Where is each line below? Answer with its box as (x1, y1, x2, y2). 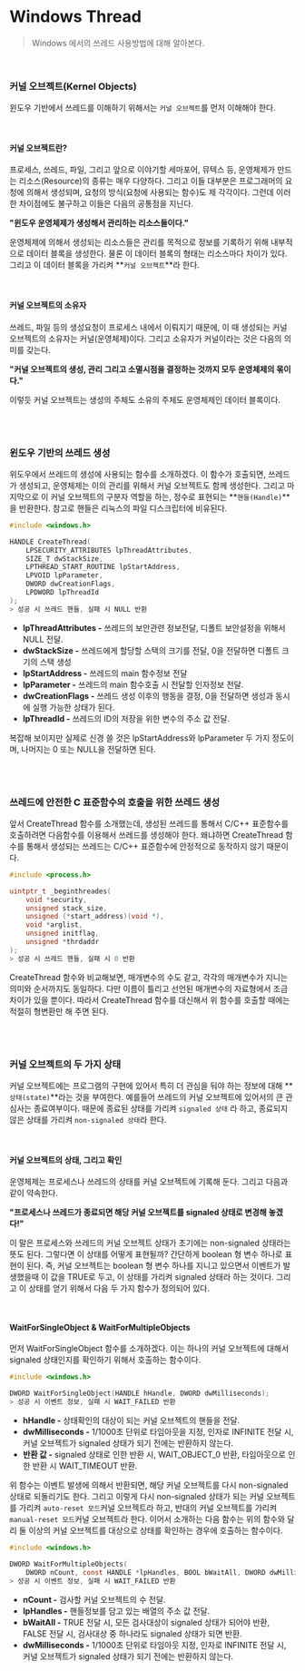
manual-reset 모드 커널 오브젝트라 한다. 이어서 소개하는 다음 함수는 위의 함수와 (9, 1514, 286, 1525)
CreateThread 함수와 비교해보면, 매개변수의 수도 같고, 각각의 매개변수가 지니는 (9, 971, 289, 982)
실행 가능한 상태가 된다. (32, 702, 115, 713)
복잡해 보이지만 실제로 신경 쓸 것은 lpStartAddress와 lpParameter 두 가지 (9, 732, 271, 743)
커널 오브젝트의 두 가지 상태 (9, 1057, 122, 1070)
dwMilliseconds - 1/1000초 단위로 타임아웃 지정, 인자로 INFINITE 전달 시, (22, 1639, 287, 1650)
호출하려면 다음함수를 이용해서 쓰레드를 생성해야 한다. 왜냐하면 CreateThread (9, 829, 284, 840)
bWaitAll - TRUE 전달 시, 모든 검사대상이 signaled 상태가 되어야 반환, (22, 1617, 271, 1627)
